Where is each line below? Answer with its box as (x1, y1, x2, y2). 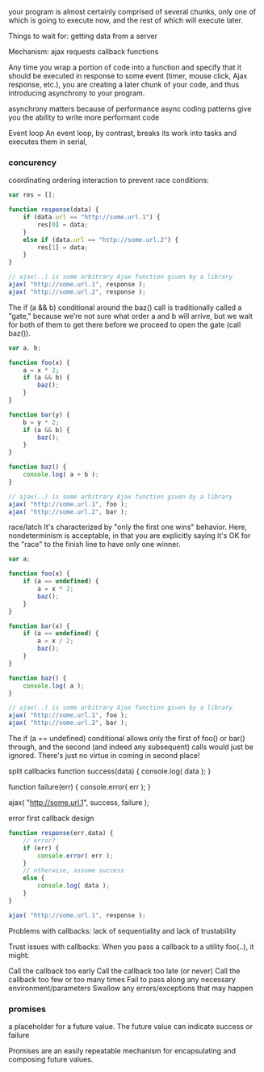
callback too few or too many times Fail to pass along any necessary (8, 974, 237, 984)
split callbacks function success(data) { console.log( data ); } (8, 766, 212, 776)
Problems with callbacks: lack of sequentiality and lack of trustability (8, 926, 237, 935)
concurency (8, 157, 57, 168)
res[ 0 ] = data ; (37, 220, 89, 229)
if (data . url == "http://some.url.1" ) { (23, 214, 161, 222)
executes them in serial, (8, 137, 88, 146)
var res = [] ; (8, 191, 57, 199)
